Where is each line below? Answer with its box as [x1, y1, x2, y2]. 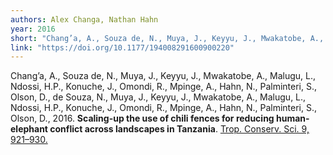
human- [276, 112, 310, 125]
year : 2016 [10, 24, 56, 34]
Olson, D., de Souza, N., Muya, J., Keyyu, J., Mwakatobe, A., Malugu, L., [10, 91, 307, 103]
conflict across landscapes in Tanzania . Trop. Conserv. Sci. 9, [49, 123, 310, 135]
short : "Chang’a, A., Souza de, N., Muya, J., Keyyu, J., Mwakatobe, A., [10, 33, 325, 43]
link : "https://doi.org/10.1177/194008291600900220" [10, 42, 235, 53]
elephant [10, 123, 48, 135]
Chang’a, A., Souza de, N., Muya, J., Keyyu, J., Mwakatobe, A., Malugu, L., [10, 70, 317, 82]
